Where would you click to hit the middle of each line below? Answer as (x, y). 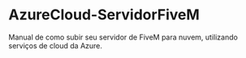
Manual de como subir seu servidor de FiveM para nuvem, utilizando (123, 37)
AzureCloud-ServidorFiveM (104, 15)
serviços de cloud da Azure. (56, 45)
